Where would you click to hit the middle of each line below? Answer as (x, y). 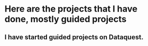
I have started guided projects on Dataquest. (74, 37)
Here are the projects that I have (71, 9)
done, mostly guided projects (66, 19)
